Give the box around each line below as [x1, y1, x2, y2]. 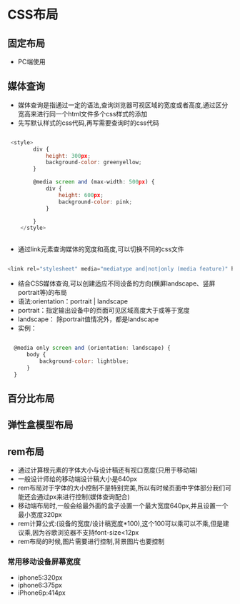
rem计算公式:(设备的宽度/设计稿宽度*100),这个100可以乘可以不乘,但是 [17, 519, 224, 528]
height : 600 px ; [58, 191, 104, 198]
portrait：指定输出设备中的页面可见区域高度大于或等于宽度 [17, 306, 190, 315]
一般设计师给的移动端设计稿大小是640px [17, 475, 138, 483]
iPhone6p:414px [17, 588, 66, 597]
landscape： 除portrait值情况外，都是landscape [17, 315, 159, 323]
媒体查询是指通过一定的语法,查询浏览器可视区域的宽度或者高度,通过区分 [17, 101, 229, 109]
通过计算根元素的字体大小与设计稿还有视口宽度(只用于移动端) [17, 465, 199, 475]
